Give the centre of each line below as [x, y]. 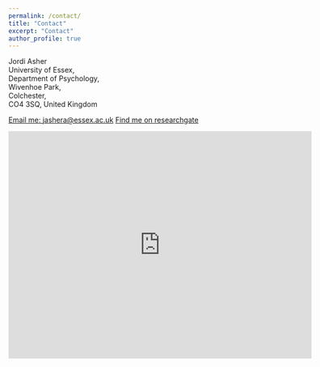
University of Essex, [42, 70]
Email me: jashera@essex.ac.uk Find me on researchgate [104, 120]
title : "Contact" [38, 23]
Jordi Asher [28, 61]
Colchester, [27, 96]
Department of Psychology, [54, 78]
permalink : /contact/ [45, 16]
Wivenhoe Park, [35, 87]
